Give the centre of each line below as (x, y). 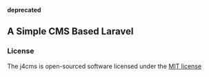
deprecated (24, 10)
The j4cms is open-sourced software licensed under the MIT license (104, 66)
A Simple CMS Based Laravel (70, 31)
